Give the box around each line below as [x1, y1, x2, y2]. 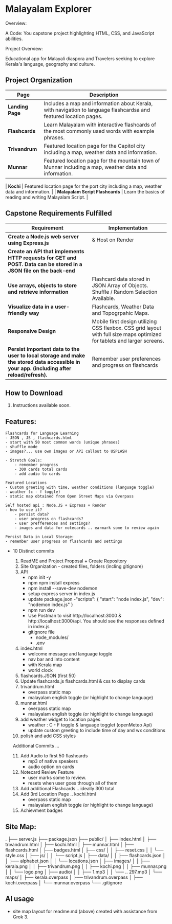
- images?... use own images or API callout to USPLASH [5, 449, 127, 454]
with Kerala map [28, 662, 62, 668]
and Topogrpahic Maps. [92, 309, 149, 316]
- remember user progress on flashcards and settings [5, 539, 123, 544]
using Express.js [8, 239, 49, 246]
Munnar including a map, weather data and [44, 163, 147, 170]
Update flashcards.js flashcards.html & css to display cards [20, 678, 146, 684]
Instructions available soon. [12, 402, 71, 408]
